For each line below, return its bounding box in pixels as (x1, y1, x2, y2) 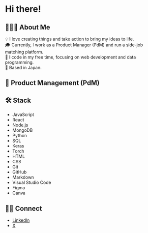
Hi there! (5, 3, 41, 15)
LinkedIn (12, 217, 30, 223)
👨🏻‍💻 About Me (5, 23, 50, 31)
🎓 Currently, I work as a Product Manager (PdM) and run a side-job (5, 42, 143, 48)
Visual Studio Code (12, 179, 52, 185)
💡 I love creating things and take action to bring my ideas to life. (5, 36, 134, 42)
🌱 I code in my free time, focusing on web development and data (5, 54, 136, 60)
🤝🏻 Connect (5, 204, 42, 212)
